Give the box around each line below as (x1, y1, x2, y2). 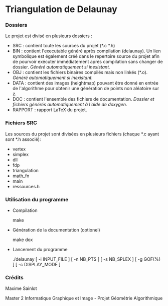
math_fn (12, 173, 30, 179)
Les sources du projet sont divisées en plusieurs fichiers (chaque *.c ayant (5, 131, 159, 137)
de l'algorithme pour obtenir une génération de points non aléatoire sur (12, 86, 159, 92)
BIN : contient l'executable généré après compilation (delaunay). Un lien (12, 48, 161, 54)
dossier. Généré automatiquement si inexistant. (12, 64, 110, 70)
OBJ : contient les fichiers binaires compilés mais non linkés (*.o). (12, 69, 148, 75)
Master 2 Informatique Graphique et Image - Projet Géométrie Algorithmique (5, 295, 163, 301)
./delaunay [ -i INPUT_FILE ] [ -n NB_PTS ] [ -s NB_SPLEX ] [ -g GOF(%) (12, 256, 161, 262)
